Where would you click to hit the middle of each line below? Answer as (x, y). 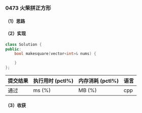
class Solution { (24, 44)
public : (13, 49)
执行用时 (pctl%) (53, 81)
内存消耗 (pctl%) (99, 81)
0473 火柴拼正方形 (28, 8)
